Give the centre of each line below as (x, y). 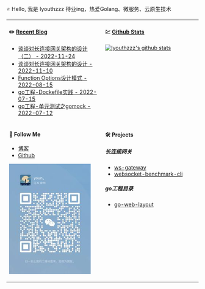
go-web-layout (134, 204)
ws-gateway (130, 167)
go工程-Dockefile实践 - (48, 92)
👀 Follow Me (25, 134)
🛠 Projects (119, 134)
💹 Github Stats (125, 32)
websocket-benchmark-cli (148, 174)
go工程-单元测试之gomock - (55, 106)
